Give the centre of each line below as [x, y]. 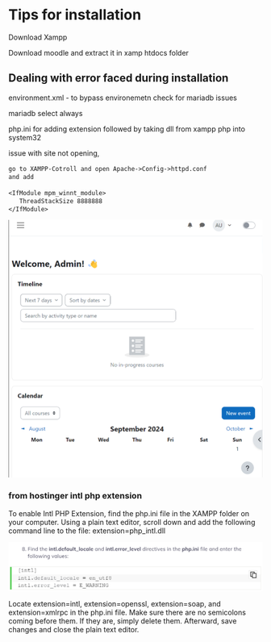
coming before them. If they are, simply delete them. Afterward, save [123, 621]
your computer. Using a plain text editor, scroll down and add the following [132, 522]
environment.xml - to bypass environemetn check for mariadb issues [123, 98]
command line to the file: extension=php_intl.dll [87, 531]
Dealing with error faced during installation [119, 78]
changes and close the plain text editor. [74, 630]
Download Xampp [38, 37]
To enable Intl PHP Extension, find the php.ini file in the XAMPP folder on [129, 513]
